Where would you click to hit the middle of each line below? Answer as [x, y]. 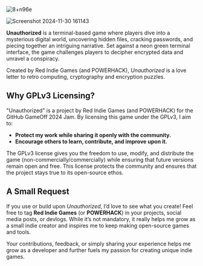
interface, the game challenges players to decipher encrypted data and [95, 52]
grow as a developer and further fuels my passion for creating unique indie [99, 250]
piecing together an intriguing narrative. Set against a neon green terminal [98, 46]
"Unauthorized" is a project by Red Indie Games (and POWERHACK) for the [100, 110]
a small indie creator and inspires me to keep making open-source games [98, 225]
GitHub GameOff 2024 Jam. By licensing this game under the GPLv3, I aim [99, 117]
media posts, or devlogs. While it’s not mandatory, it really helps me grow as [101, 219]
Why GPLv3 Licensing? [51, 96]
